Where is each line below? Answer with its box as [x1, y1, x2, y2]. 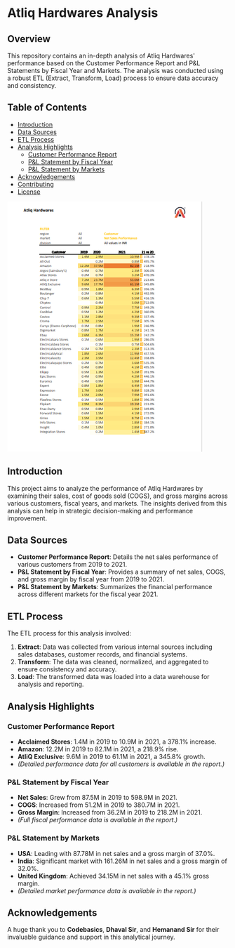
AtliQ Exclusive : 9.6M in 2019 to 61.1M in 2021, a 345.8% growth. [17, 752, 206, 761]
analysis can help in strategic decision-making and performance [7, 506, 194, 515]
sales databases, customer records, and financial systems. [17, 650, 188, 659]
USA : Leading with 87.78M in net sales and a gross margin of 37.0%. [17, 849, 215, 857]
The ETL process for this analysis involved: [7, 629, 132, 638]
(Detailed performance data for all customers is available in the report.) [17, 760, 225, 768]
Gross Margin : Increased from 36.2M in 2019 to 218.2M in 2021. [17, 808, 203, 817]
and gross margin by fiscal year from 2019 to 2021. [17, 575, 165, 584]
